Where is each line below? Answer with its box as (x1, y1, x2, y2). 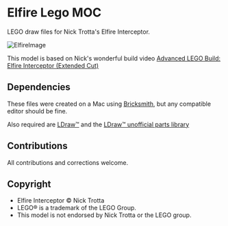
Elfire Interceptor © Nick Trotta (16, 196, 105, 205)
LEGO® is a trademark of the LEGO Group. (16, 204, 137, 212)
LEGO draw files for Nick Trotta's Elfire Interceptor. (7, 27, 151, 36)
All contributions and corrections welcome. (7, 158, 129, 166)
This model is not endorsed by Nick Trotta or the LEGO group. (16, 211, 192, 219)
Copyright (7, 178, 51, 190)
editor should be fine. (7, 106, 68, 115)
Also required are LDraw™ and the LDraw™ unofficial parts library (7, 120, 190, 128)
